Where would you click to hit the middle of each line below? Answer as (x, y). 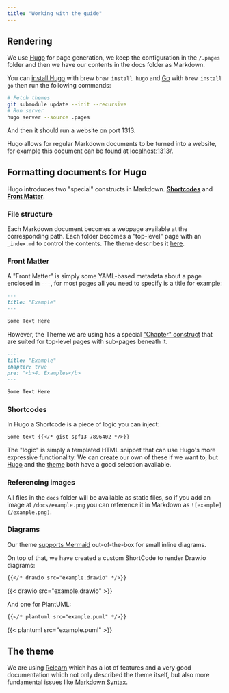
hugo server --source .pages (49, 117)
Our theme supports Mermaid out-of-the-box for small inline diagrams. (107, 544)
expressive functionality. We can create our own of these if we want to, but (113, 457)
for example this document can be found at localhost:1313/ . (90, 151)
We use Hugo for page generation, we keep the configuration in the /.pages (114, 58)
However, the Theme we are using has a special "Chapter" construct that (110, 334)
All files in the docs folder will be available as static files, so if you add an (109, 497)
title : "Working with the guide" (55, 13)
